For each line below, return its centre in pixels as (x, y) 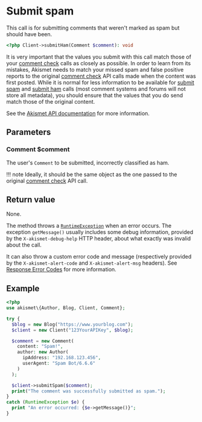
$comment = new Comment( (43, 341)
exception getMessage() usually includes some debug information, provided (100, 232)
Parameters (29, 132)
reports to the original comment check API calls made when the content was (101, 76)
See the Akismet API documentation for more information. (78, 113)
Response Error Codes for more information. (61, 269)
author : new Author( (43, 352)
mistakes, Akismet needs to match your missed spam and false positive (95, 69)
